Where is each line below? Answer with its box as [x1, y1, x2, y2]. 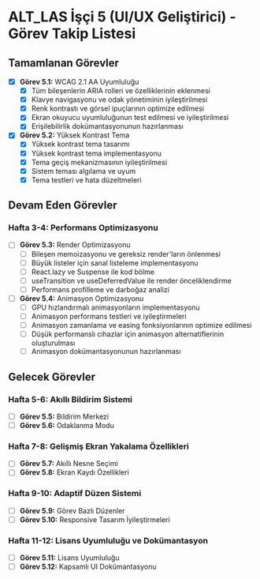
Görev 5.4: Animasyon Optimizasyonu [19, 293, 144, 303]
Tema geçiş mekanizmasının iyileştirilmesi [31, 157, 168, 167]
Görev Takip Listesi [8, 24, 136, 43]
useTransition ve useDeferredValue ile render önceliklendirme [31, 276, 232, 285]
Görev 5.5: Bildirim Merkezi [19, 412, 109, 421]
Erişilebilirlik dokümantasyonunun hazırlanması [31, 122, 184, 131]
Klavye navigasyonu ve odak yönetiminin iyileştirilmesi [31, 95, 208, 104]
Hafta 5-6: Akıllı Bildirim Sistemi [8, 393, 132, 404]
